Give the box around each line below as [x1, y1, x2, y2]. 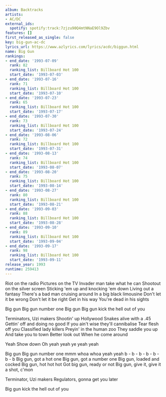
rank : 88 [9, 211, 28, 216]
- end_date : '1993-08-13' [5, 151, 59, 156]
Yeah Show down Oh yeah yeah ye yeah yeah [5, 341, 99, 347]
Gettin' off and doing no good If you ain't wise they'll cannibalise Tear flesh [5, 321, 159, 327]
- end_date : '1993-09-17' [5, 244, 59, 249]
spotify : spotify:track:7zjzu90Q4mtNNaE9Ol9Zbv [9, 26, 110, 31]
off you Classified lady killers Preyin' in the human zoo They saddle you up [5, 326, 158, 332]
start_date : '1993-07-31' [9, 146, 64, 151]
